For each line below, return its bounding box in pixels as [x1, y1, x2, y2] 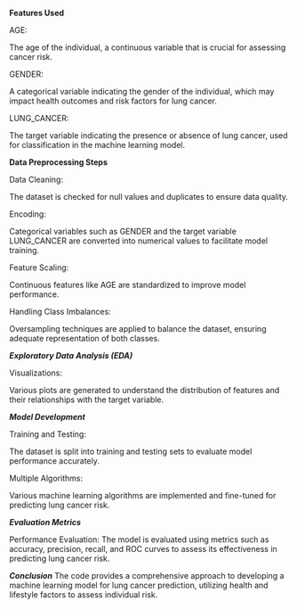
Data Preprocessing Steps [9, 157, 108, 168]
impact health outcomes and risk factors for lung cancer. [9, 95, 218, 106]
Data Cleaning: [9, 174, 64, 185]
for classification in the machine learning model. [9, 140, 185, 150]
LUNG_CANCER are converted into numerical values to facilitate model [9, 235, 269, 246]
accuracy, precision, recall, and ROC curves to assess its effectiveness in [9, 544, 277, 554]
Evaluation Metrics [9, 517, 82, 527]
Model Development [9, 412, 86, 422]
